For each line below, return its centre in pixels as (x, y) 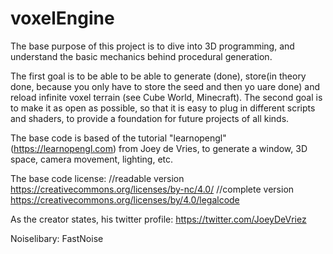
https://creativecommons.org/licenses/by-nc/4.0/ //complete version (152, 189)
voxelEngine (62, 18)
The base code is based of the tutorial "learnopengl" (118, 138)
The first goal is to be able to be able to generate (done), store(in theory (158, 76)
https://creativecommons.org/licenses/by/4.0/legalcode (125, 199)
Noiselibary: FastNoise (57, 238)
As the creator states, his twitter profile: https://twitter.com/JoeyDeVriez (158, 219)
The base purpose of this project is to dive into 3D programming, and (152, 46)
